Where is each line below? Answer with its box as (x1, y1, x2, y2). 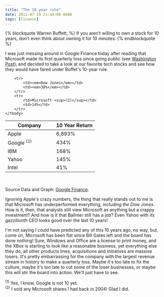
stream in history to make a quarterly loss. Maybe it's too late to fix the (5, 259, 150, 265)
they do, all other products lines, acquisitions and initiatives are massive (5, 248, 153, 254)
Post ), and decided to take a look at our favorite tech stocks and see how (5, 61, 155, 67)
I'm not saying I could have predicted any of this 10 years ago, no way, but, (5, 227, 159, 233)
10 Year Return (56, 122, 93, 129)
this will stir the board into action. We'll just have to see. (5, 269, 119, 275)
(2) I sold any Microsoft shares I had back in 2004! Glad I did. (5, 285, 130, 292)
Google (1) (7, 138, 32, 146)
